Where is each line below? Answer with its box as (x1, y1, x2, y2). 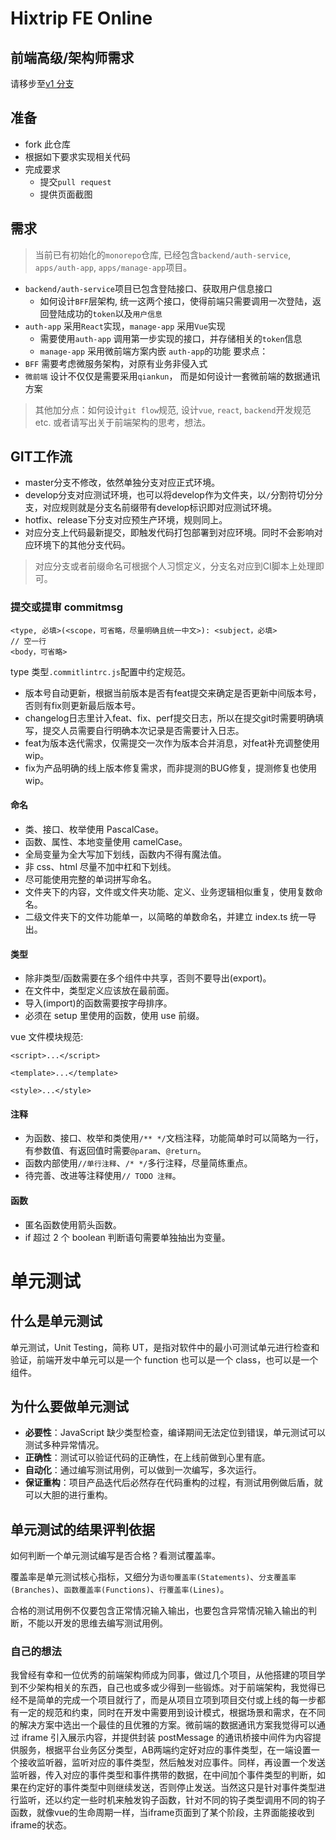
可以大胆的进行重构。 (24, 1489, 113, 1501)
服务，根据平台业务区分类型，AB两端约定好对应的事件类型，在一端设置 (18, 1744, 312, 1756)
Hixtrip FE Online (10, 7, 153, 30)
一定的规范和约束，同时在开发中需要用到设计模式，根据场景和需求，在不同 (18, 1707, 326, 1719)
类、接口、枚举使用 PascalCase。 (24, 823, 164, 835)
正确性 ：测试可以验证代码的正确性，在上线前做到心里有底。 (24, 1452, 271, 1464)
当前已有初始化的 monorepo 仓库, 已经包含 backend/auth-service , (34, 248, 292, 261)
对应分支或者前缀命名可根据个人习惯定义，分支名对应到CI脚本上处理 (34, 560, 316, 572)
